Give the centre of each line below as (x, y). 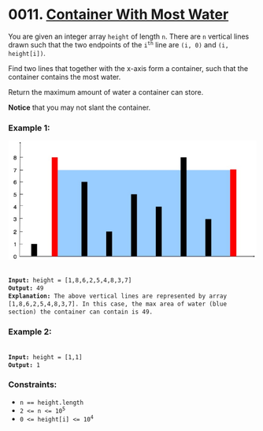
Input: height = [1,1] (45, 357)
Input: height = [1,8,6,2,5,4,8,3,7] (70, 281)
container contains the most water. (65, 77)
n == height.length (52, 403)
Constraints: (33, 384)
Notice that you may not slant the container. (80, 107)
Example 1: (29, 128)
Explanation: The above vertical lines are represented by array (117, 296)
